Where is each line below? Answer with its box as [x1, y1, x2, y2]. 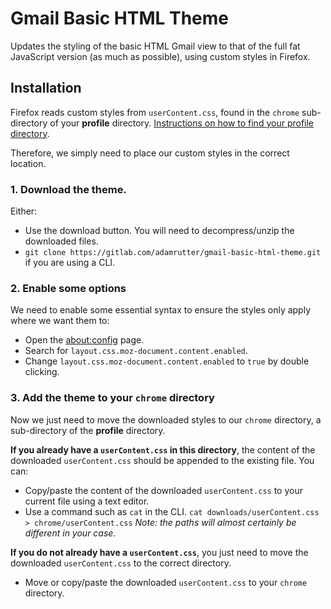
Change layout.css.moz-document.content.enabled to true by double [24, 355, 310, 367]
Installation [10, 80, 82, 97]
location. [10, 157, 47, 169]
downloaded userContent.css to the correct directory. [10, 557, 232, 569]
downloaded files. [24, 235, 99, 247]
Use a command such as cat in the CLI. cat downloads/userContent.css [24, 505, 320, 517]
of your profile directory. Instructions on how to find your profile [49, 117, 315, 129]
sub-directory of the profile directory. [10, 424, 166, 436]
